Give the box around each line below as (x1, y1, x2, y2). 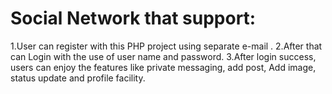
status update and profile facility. (10, 72, 146, 84)
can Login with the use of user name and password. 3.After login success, (10, 50, 317, 62)
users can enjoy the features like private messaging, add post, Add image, (10, 61, 317, 73)
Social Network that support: (10, 7, 257, 30)
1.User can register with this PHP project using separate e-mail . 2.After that (10, 40, 323, 52)
